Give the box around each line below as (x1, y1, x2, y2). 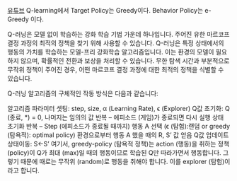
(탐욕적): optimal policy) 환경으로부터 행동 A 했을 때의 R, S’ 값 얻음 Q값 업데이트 (7, 131, 229, 139)
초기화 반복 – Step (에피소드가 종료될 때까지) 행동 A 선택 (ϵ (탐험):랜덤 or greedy (7, 122, 231, 130)
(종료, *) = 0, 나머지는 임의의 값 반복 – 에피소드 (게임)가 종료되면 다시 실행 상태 (7, 113, 224, 122)
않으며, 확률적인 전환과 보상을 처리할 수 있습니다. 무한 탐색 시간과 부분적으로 (20, 57, 230, 65)
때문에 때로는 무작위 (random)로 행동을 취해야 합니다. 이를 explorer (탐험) (20, 158, 225, 165)
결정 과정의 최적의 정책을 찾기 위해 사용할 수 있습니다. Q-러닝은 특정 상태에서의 (7, 39, 224, 47)
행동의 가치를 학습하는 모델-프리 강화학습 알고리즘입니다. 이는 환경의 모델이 (7, 48, 214, 56)
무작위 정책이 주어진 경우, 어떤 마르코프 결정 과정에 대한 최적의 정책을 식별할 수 (7, 66, 224, 74)
